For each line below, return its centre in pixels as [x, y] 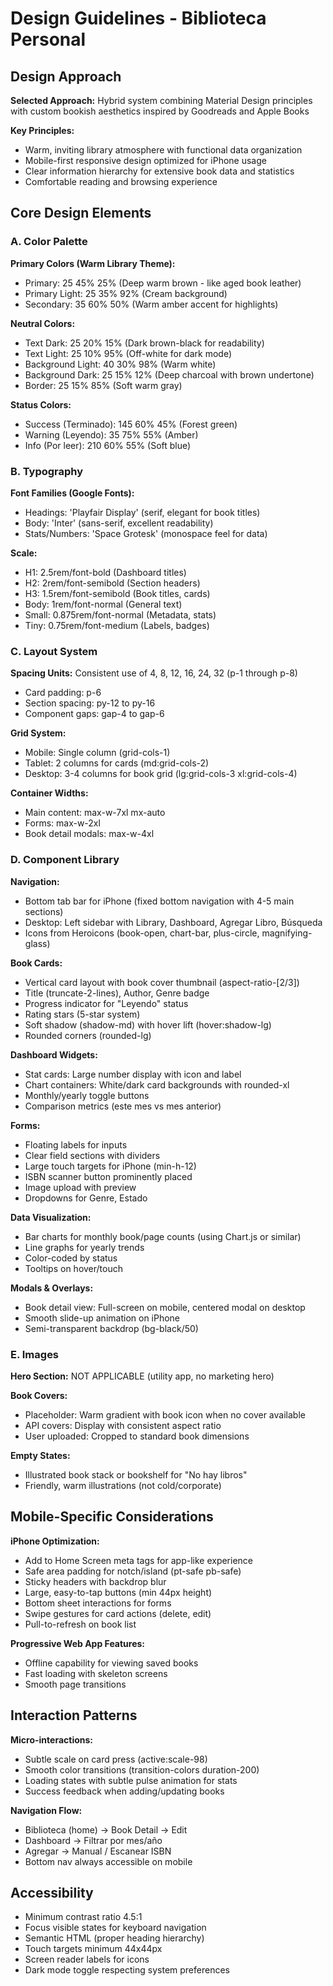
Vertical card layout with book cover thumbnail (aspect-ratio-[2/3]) [162, 982]
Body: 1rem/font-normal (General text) [103, 604]
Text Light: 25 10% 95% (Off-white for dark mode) [128, 353]
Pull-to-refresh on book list [80, 1624]
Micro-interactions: [52, 1739]
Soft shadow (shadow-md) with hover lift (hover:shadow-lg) [148, 1024]
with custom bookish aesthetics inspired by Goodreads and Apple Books [160, 111]
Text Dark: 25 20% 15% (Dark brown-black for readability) [144, 343]
